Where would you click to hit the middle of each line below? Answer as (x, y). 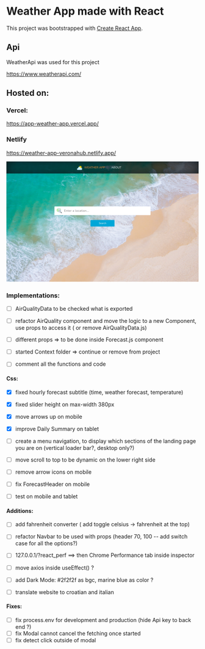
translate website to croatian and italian (64, 592)
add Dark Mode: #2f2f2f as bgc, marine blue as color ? (84, 580)
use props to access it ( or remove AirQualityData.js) (81, 328)
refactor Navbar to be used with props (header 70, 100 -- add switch (101, 537)
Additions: (20, 510)
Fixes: (14, 606)
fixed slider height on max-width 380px (65, 404)
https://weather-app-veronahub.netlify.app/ (61, 153)
